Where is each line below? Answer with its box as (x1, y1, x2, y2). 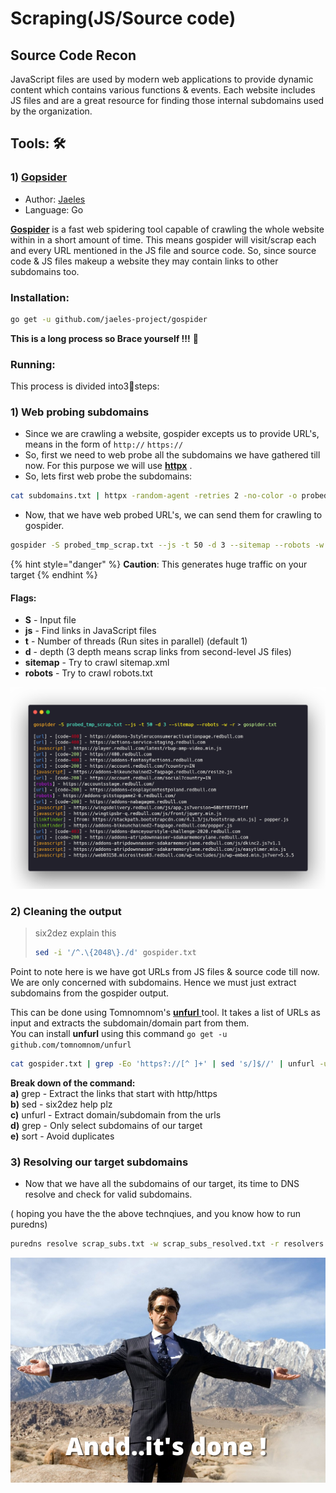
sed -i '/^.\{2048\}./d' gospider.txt (34, 948, 197, 958)
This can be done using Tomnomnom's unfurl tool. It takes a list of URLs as (10, 1006, 321, 1018)
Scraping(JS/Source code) (10, 7, 237, 30)
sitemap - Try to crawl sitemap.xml (24, 657, 170, 669)
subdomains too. (10, 265, 80, 277)
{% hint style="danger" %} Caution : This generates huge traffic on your (10, 558, 308, 571)
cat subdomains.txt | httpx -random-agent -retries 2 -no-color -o (10, 491, 298, 501)
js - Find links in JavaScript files (24, 625, 157, 637)
